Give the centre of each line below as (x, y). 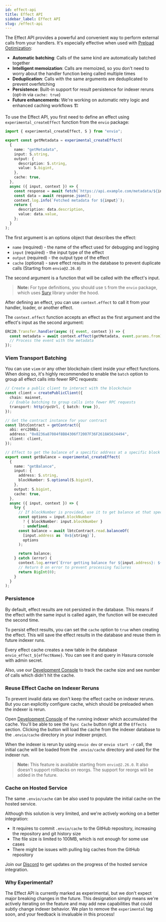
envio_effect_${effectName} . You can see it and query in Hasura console (80, 655)
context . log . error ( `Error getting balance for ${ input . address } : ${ (90, 563)
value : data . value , (38, 214)
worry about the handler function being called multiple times (74, 74)
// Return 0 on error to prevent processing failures (75, 567)
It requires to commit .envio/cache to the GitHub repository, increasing (84, 828)
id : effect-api (21, 10)
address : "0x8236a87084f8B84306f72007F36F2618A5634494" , (69, 434)
